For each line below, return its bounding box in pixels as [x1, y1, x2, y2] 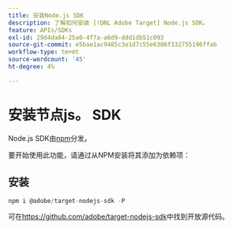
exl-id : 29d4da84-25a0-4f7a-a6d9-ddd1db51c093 [8, 33, 164, 42]
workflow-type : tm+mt [8, 48, 80, 56]
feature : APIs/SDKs [8, 26, 73, 34]
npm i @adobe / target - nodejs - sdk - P [8, 197, 126, 205]
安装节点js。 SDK [8, 105, 122, 124]
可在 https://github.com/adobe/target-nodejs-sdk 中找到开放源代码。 [8, 212, 229, 221]
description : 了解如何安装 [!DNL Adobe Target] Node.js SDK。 [8, 19, 209, 27]
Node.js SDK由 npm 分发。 [8, 133, 92, 142]
